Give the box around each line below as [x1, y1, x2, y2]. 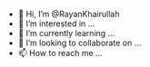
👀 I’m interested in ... [17, 18, 95, 29]
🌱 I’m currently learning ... [17, 28, 115, 38]
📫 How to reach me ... [17, 48, 103, 58]
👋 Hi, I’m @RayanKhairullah [17, 9, 120, 19]
